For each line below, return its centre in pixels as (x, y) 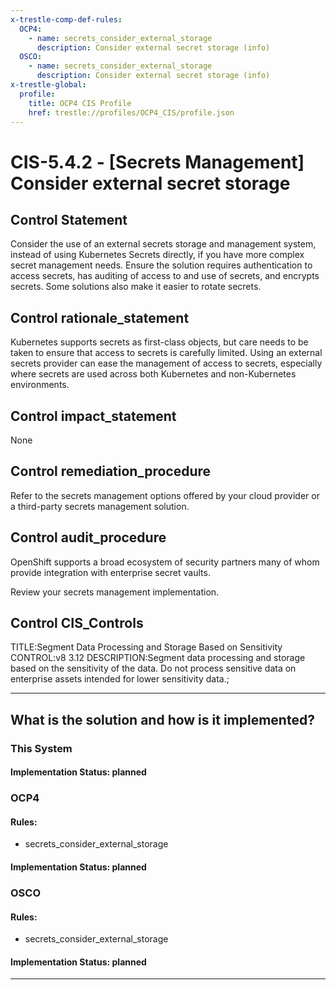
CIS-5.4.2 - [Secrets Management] (157, 162)
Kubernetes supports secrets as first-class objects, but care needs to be (159, 342)
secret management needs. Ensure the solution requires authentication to (161, 265)
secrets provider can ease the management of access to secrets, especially (166, 363)
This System (41, 748)
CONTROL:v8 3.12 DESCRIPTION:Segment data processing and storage (158, 658)
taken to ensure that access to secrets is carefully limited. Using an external (166, 353)
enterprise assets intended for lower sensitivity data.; (120, 679)
